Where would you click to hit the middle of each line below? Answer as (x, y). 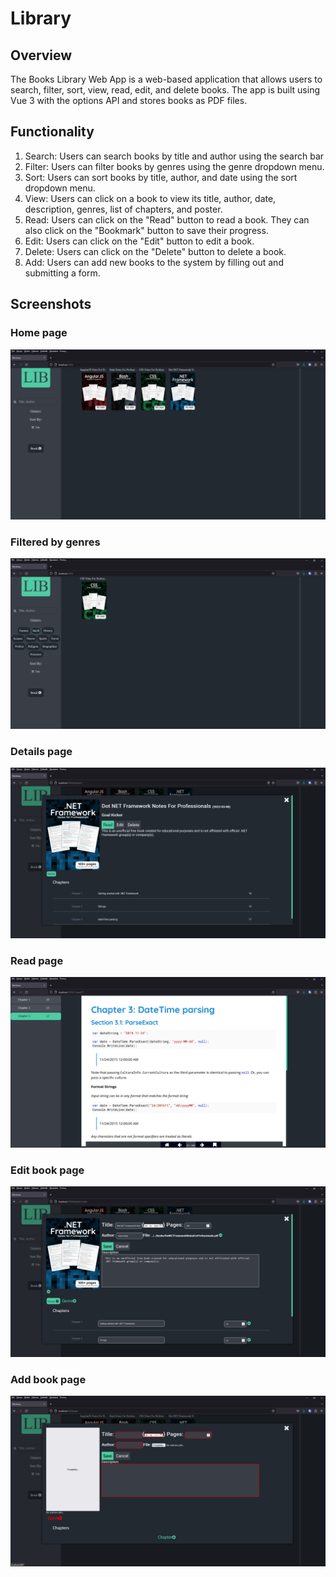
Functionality (52, 132)
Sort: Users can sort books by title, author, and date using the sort (161, 177)
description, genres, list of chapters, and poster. (123, 209)
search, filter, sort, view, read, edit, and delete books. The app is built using (165, 90)
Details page (41, 752)
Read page (37, 961)
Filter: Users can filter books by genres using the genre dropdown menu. (174, 166)
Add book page (48, 1379)
